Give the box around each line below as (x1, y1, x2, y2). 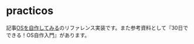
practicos (6, 4, 54, 18)
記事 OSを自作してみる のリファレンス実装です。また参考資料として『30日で (6, 24, 189, 31)
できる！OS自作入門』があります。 (6, 31, 90, 39)
